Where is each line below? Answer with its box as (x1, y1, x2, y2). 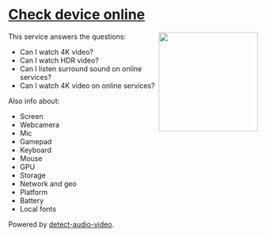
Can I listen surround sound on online (19, 63, 142, 73)
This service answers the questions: (8, 32, 127, 41)
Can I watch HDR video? (19, 55, 99, 65)
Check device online (8, 6, 146, 24)
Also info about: (8, 96, 60, 105)
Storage (19, 170, 46, 180)
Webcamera (19, 120, 60, 129)
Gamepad (19, 136, 52, 146)
